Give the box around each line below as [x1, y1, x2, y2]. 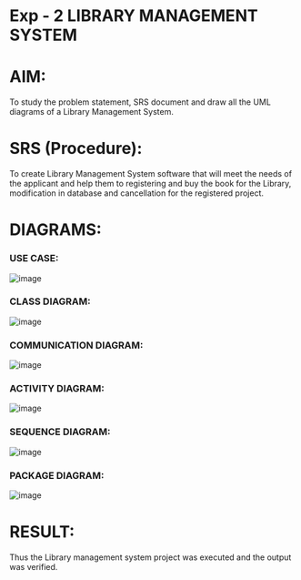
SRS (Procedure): [9, 138, 143, 159]
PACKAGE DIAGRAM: [9, 469, 105, 482]
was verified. [9, 561, 58, 572]
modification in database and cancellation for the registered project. [9, 188, 265, 198]
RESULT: [9, 522, 75, 543]
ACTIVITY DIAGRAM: [9, 382, 105, 395]
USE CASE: [9, 252, 59, 265]
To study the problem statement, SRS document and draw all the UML [9, 97, 271, 107]
